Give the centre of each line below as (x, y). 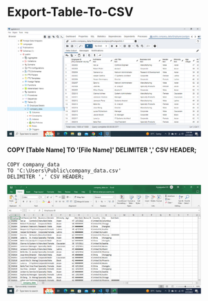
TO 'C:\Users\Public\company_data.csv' (64, 171)
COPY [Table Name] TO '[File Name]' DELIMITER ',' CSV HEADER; (102, 150)
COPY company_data (33, 164)
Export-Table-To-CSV (71, 12)
